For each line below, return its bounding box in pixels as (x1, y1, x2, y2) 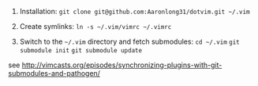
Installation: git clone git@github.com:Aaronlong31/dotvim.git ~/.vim (19, 7, 250, 16)
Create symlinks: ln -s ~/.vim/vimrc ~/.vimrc (19, 22, 172, 30)
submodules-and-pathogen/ (8, 69, 101, 77)
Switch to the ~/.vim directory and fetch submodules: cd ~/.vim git (19, 37, 240, 46)
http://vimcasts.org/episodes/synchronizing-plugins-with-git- (21, 60, 222, 70)
